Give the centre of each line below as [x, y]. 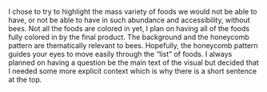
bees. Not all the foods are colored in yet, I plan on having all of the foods [129, 28]
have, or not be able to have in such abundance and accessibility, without [129, 20]
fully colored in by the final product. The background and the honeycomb [129, 37]
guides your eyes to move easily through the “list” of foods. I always [120, 54]
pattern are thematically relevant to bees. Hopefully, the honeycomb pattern [133, 46]
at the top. [25, 80]
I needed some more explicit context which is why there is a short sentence [133, 71]
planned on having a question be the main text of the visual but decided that [134, 62]
